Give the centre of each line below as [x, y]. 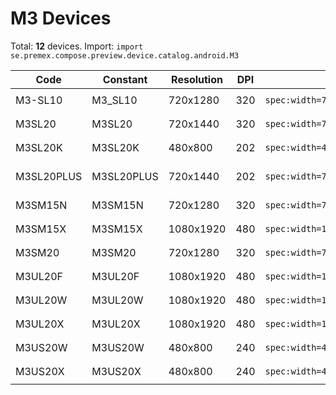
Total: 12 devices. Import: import [77, 46]
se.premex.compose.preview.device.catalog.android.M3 [125, 55]
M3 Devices [61, 18]
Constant [125, 79]
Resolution [197, 79]
